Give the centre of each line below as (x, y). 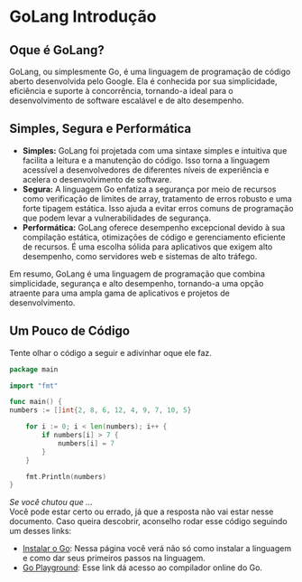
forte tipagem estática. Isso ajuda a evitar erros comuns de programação (158, 208)
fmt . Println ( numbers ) (66, 476)
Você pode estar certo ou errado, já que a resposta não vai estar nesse (142, 512)
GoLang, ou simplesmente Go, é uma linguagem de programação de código (150, 71)
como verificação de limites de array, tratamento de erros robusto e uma (157, 198)
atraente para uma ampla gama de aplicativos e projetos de (119, 293)
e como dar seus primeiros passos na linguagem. (114, 559)
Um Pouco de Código (70, 331)
